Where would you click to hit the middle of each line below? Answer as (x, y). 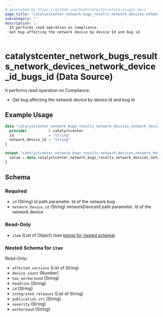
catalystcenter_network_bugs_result (81, 56)
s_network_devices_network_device (81, 67)
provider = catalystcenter (46, 131)
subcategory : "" (21, 18)
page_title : (17, 14)
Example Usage (29, 115)
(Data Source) (84, 77)
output (12, 153)
